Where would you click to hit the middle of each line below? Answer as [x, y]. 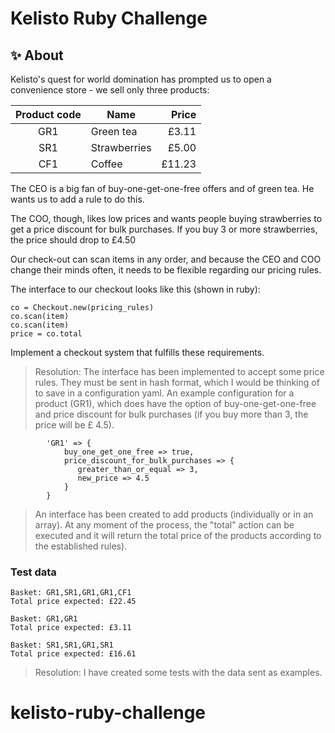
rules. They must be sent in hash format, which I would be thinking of [177, 382]
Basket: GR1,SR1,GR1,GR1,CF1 [71, 593]
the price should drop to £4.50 [73, 240]
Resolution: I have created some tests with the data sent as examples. [178, 673]
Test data [33, 572]
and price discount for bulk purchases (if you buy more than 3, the [171, 414]
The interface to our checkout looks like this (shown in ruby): [135, 289]
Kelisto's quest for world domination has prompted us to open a [141, 79]
